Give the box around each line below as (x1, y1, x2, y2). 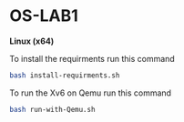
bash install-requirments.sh (9, 70, 120, 80)
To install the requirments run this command (9, 53, 175, 64)
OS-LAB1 (9, 5, 79, 26)
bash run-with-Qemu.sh (9, 105, 96, 114)
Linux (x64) (9, 36, 55, 46)
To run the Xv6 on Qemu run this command (9, 87, 171, 98)
